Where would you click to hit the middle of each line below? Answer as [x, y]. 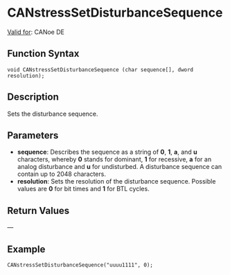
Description [33, 97]
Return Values [38, 210]
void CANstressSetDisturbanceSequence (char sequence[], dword [100, 70]
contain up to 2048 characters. [61, 174]
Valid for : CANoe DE [36, 32]
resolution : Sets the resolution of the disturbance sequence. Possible [116, 181]
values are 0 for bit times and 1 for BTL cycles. [83, 189]
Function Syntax [43, 54]
